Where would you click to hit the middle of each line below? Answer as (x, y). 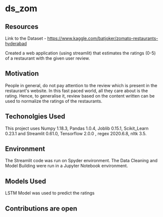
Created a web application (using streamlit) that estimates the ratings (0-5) (81, 53)
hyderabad (16, 44)
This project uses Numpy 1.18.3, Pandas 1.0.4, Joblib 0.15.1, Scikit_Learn (77, 128)
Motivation (22, 74)
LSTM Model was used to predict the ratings (50, 193)
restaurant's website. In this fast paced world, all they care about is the (77, 91)
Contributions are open (41, 208)
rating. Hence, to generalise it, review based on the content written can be (80, 96)
